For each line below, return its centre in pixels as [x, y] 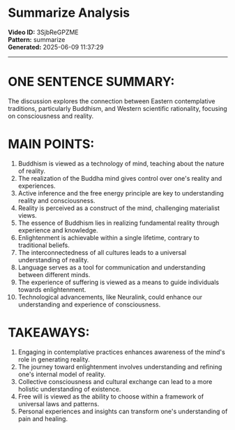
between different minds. [54, 274]
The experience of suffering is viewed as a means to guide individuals [118, 282]
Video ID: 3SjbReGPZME [43, 32]
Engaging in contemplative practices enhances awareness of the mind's [121, 352]
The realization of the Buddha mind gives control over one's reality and [120, 178]
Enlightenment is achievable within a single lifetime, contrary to [108, 237]
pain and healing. [43, 418]
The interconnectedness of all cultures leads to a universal [102, 252]
